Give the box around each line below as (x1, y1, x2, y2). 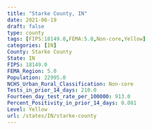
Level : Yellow (7, 106, 48, 113)
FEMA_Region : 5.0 (7, 67, 57, 74)
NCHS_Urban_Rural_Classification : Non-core (7, 80, 134, 87)
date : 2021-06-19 (7, 17, 57, 23)
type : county (7, 29, 45, 36)
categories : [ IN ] (7, 42, 57, 49)
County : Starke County (7, 49, 72, 56)
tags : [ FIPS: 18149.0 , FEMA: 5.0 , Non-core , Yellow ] (7, 36, 146, 43)
